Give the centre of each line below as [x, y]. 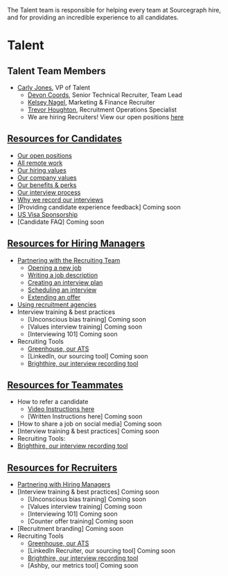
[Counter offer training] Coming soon [80, 521]
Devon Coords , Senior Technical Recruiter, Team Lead [105, 95]
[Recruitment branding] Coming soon [70, 529]
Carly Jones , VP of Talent [54, 87]
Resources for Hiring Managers [76, 244]
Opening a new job [54, 268]
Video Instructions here [61, 409]
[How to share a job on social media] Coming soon [89, 424]
